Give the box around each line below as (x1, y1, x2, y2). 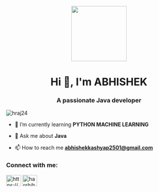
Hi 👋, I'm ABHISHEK (50, 75, 148, 89)
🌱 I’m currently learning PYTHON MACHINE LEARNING (14, 121, 149, 128)
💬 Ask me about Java (14, 133, 67, 140)
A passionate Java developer (57, 97, 141, 105)
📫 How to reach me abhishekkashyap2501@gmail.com (14, 144, 153, 151)
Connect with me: (6, 161, 58, 170)
